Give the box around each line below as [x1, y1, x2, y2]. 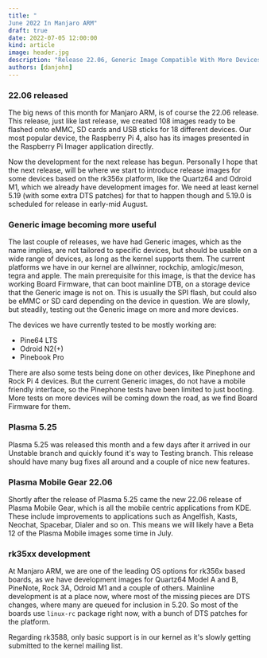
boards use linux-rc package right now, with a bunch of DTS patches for [8, 609, 248, 618]
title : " [8, 11, 37, 20]
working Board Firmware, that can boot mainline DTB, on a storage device [8, 279, 250, 289]
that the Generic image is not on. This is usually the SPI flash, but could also [8, 288, 257, 298]
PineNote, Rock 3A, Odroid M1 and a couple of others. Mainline [8, 583, 215, 593]
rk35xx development [8, 548, 91, 559]
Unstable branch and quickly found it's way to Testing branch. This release [8, 448, 253, 457]
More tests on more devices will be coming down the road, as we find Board [8, 393, 257, 403]
